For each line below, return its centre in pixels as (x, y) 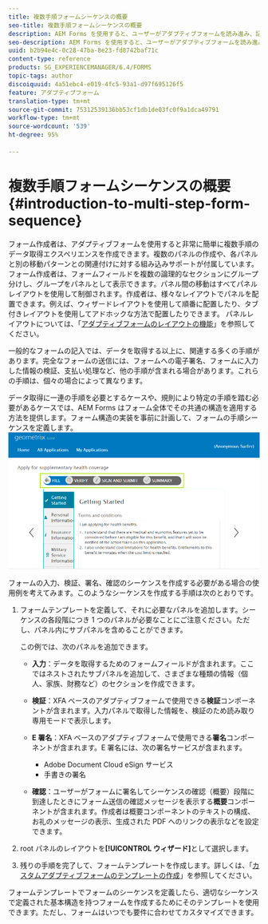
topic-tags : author (41, 76)
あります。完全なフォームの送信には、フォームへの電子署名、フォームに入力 (134, 360)
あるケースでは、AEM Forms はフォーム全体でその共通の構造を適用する (140, 407)
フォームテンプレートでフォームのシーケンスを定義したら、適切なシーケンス (134, 892)
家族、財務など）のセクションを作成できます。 (122, 684)
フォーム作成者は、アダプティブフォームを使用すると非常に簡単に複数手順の (134, 244)
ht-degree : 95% (33, 135)
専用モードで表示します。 (73, 720)
